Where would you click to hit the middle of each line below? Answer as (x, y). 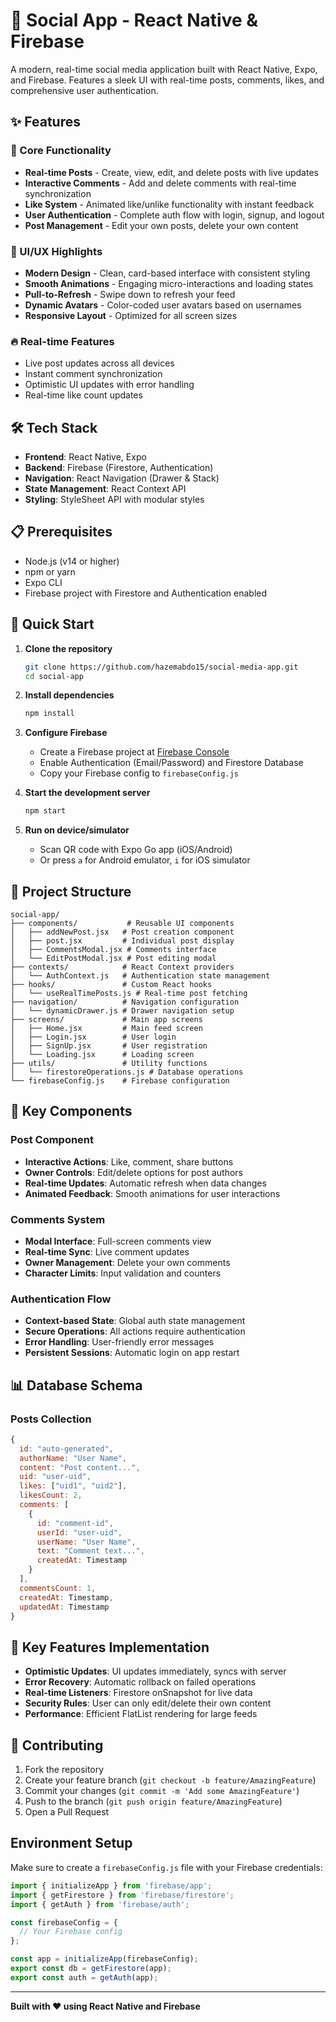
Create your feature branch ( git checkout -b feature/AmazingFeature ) (170, 1780)
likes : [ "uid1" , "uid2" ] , (73, 1486)
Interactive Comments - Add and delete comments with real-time (160, 183)
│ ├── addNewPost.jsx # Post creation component (122, 932)
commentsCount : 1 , (58, 1588)
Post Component (52, 1140)
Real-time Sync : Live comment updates (107, 1251)
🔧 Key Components (71, 1111)
